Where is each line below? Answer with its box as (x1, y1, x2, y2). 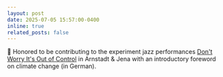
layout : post (7, 10, 45, 17)
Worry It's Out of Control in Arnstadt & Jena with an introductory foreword (7, 55, 216, 63)
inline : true (7, 22, 45, 29)
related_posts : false (7, 29, 69, 36)
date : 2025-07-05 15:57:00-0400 (7, 16, 99, 23)
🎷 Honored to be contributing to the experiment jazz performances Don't (7, 48, 213, 56)
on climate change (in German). (7, 62, 97, 70)
